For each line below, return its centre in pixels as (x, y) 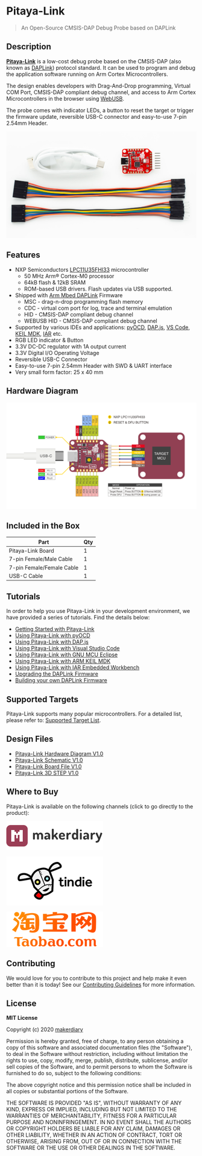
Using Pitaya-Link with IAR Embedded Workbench (77, 668)
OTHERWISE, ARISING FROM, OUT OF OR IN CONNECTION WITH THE (94, 1142)
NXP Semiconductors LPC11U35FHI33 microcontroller (82, 269)
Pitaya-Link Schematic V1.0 (49, 760)
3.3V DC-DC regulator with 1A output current (71, 346)
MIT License (22, 1018)
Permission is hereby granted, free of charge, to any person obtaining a (95, 1041)
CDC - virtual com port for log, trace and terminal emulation (98, 308)
